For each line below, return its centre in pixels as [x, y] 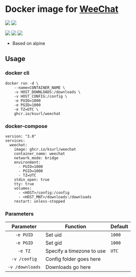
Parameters [19, 214]
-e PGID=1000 [27, 105]
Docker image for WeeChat [62, 9]
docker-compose [26, 126]
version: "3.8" [21, 136]
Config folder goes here [73, 259]
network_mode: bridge [36, 158]
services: [15, 140]
